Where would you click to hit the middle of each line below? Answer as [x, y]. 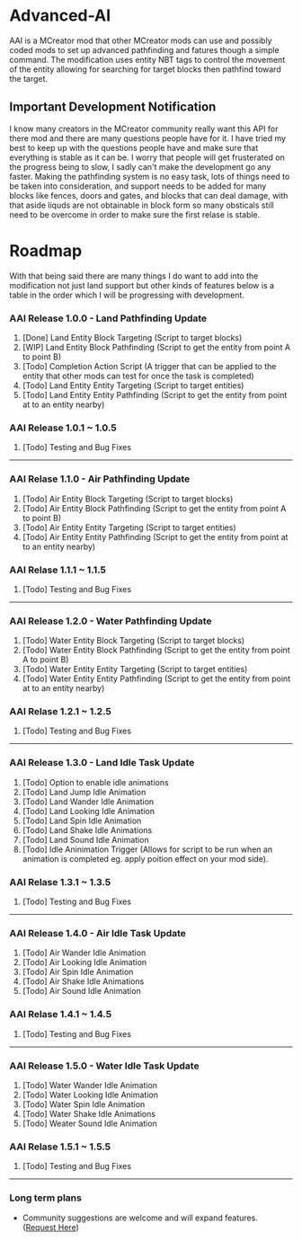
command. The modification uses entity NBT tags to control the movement [147, 59]
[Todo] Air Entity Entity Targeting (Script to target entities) [129, 527]
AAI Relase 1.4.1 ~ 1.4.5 [61, 1015]
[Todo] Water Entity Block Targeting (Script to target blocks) [133, 641]
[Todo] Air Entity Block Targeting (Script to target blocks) [128, 499]
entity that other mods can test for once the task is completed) [138, 376]
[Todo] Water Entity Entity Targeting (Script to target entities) [135, 669]
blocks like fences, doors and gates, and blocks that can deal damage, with [149, 195]
